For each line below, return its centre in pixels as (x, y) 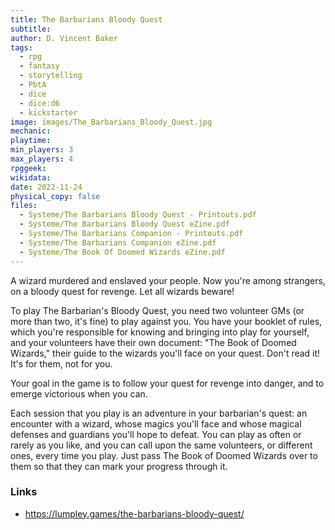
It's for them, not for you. (61, 363)
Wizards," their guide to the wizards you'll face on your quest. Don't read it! (165, 353)
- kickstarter (48, 112)
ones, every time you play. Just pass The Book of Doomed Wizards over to (164, 455)
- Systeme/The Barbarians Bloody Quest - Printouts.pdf (138, 215)
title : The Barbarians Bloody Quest (86, 19)
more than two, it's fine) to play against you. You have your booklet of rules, (166, 321)
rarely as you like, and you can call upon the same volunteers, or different (161, 445)
